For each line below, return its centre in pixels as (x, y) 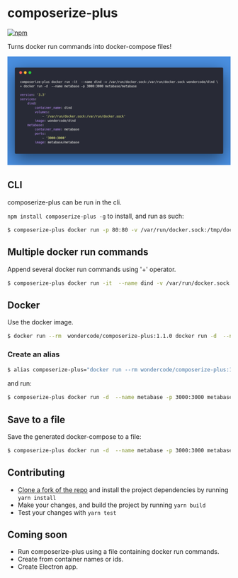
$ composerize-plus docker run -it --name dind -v (85, 283)
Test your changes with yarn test (67, 512)
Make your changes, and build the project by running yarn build (112, 505)
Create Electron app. (47, 567)
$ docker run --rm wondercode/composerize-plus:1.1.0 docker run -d (112, 336)
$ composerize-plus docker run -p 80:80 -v (73, 230)
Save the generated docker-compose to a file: (74, 436)
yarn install (37, 498)
